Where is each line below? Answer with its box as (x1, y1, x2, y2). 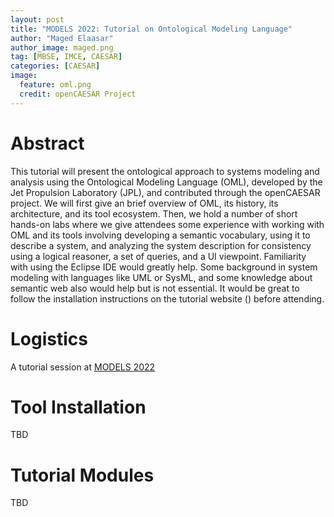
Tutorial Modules (10, 464, 155, 486)
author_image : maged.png (10, 42, 114, 53)
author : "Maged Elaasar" (10, 33, 114, 43)
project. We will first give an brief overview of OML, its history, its (10, 197, 279, 209)
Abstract (10, 132, 85, 155)
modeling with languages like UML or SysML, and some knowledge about (10, 271, 313, 283)
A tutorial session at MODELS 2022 (10, 361, 156, 373)
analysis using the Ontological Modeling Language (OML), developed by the (10, 176, 323, 188)
